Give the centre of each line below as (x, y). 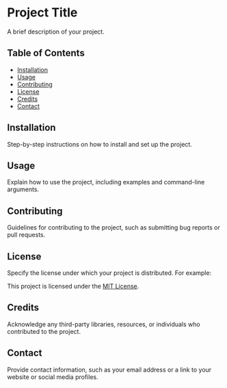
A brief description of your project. (56, 32)
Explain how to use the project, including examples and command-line (106, 182)
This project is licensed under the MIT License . (73, 286)
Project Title (42, 13)
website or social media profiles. (53, 377)
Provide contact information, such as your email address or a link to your (109, 369)
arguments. (23, 189)
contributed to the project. (44, 331)
